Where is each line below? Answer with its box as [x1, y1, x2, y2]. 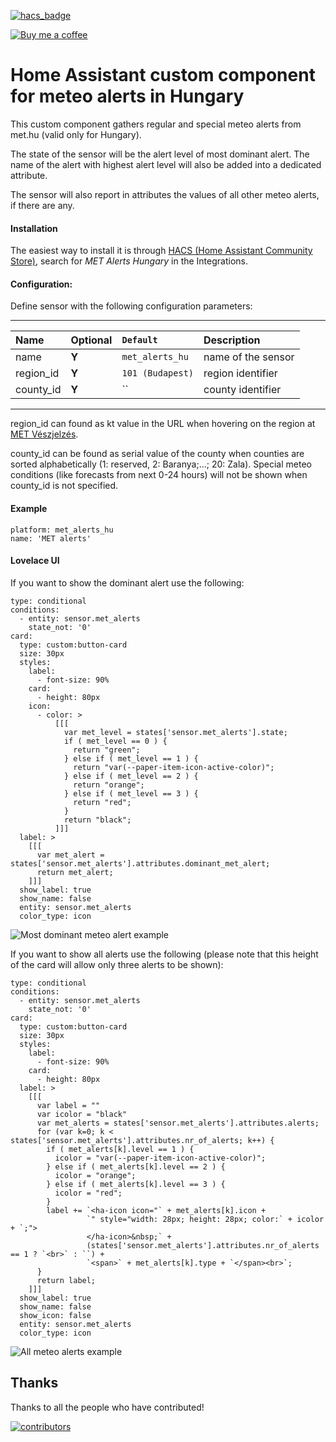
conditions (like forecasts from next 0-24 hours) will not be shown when [10, 469, 308, 481]
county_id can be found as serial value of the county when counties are [10, 448, 305, 460]
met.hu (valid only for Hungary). [10, 128, 142, 140]
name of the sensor [203, 350, 295, 364]
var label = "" [36, 1100, 101, 1110]
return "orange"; [73, 780, 145, 790]
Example [10, 502, 48, 514]
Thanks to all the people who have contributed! [10, 1401, 205, 1413]
